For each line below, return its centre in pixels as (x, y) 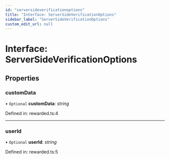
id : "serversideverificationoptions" (45, 10)
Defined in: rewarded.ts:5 (32, 152)
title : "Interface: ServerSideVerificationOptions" (61, 15)
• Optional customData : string (37, 103)
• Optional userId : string (31, 142)
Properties (22, 78)
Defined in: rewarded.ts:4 (32, 114)
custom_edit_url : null (29, 24)
